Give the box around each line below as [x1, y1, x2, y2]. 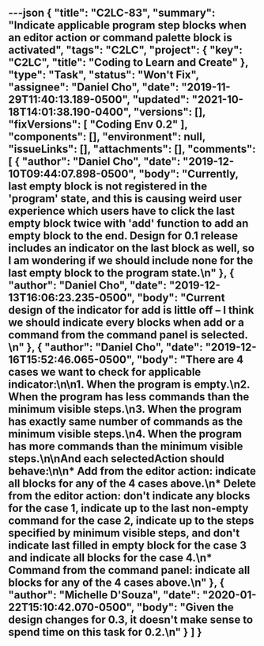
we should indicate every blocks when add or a [8, 316, 245, 330]
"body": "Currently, [138, 167, 239, 181]
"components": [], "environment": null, [8, 130, 206, 143]
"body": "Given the [136, 601, 235, 614]
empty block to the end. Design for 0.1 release [8, 229, 239, 243]
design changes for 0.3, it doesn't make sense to [8, 614, 254, 627]
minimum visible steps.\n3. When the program [8, 403, 243, 416]
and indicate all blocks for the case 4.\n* [8, 551, 213, 565]
